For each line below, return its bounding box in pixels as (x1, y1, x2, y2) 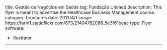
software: (5, 25, 25, 31)
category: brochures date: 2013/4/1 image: (5, 15, 92, 20)
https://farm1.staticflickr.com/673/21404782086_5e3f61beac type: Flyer (5, 20, 152, 26)
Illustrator (12, 35, 32, 41)
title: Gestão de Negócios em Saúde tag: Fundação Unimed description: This (5, 4, 162, 10)
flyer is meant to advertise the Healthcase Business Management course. (5, 9, 156, 15)
